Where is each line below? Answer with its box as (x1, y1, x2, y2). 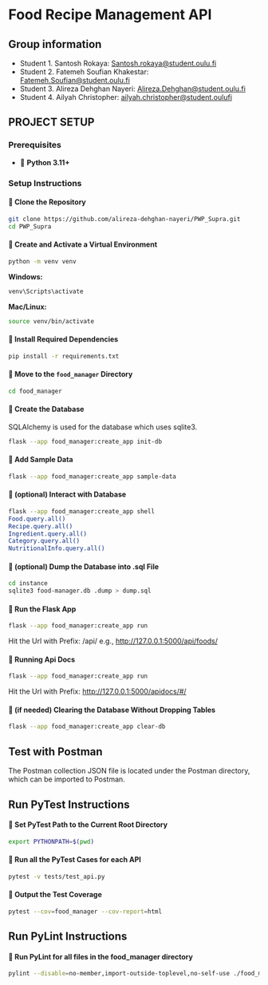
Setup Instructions (8, 177, 82, 188)
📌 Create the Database (8, 405, 85, 414)
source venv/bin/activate (8, 317, 94, 325)
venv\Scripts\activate (8, 287, 84, 295)
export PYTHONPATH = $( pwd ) (8, 837, 94, 845)
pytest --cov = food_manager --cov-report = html (8, 908, 162, 916)
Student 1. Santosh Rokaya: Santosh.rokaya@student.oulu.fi (19, 58, 217, 68)
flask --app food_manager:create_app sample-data (8, 473, 177, 481)
